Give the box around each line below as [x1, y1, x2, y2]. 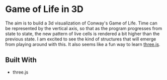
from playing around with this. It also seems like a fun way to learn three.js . [5, 41, 160, 47]
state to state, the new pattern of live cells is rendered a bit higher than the [5, 30, 160, 36]
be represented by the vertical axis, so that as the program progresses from [5, 25, 162, 31]
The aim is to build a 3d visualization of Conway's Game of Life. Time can [5, 20, 157, 26]
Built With [5, 56, 37, 64]
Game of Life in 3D [5, 3, 84, 15]
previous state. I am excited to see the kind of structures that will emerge [5, 36, 156, 42]
